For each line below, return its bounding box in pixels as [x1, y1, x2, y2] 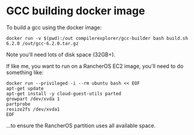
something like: [6, 68, 44, 76]
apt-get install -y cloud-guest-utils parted [6, 90, 121, 96]
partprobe [6, 101, 31, 107]
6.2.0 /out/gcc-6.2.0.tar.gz [6, 40, 79, 46]
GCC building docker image [6, 4, 145, 18]
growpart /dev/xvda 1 [6, 96, 60, 102]
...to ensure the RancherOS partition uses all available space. [6, 122, 156, 129]
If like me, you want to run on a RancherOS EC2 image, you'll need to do [6, 62, 184, 70]
